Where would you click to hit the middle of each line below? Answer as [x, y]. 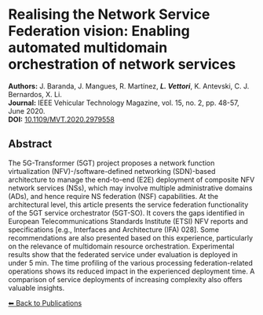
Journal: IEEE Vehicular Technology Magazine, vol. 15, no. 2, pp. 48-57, [124, 103]
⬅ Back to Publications [45, 302]
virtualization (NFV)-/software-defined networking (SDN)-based [112, 171]
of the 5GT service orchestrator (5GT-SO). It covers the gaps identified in [126, 212]
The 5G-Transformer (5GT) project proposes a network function [111, 163]
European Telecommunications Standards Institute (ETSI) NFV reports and [128, 221]
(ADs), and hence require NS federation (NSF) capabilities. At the [113, 196]
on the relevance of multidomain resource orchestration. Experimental [121, 246]
